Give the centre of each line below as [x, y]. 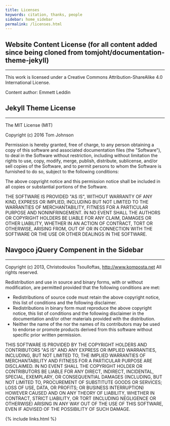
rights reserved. [22, 272]
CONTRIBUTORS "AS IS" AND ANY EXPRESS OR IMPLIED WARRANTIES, [81, 350]
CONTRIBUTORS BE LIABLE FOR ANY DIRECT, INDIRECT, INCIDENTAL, [80, 371]
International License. [28, 83]
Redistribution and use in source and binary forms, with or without [74, 282]
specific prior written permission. [47, 335]
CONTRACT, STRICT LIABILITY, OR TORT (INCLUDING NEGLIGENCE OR [81, 398]
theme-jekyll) [27, 60]
